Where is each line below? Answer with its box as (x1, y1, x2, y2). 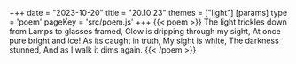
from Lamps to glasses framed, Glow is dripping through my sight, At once (9, 26, 281, 36)
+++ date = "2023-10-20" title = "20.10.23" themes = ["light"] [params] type (9, 8, 288, 18)
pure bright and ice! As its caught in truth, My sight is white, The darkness (9, 35, 279, 46)
